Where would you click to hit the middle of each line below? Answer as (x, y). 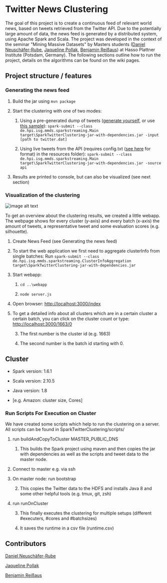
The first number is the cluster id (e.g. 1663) (65, 333)
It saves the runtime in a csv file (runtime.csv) (67, 528)
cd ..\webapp (33, 284)
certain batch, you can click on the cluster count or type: (71, 318)
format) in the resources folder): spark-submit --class (76, 154)
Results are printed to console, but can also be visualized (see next (81, 176)
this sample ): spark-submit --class (56, 125)
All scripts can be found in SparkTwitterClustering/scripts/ (65, 429)
